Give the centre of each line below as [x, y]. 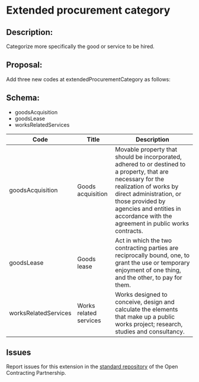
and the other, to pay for [149, 277]
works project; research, [149, 324]
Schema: [23, 98]
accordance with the [144, 216]
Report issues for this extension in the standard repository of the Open [92, 367]
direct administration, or [148, 194]
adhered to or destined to [150, 164]
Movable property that [146, 149]
